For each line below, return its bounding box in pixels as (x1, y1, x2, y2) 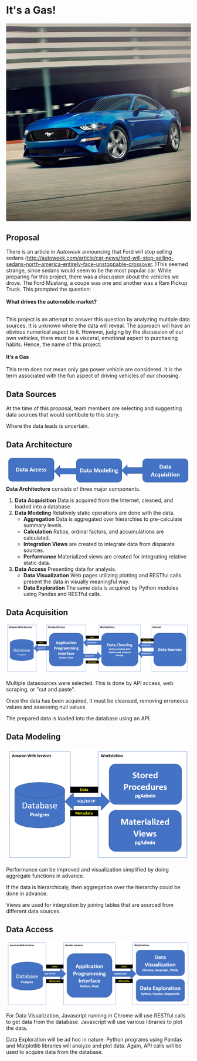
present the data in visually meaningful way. (23, 578, 130, 585)
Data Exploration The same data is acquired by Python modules (23, 584, 179, 591)
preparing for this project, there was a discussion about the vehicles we (6, 273, 179, 280)
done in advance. (6, 890, 48, 897)
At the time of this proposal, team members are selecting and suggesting (6, 405, 182, 412)
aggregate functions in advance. (6, 872, 85, 879)
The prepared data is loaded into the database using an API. (6, 714, 151, 721)
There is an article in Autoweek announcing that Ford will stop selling (6, 248, 172, 255)
